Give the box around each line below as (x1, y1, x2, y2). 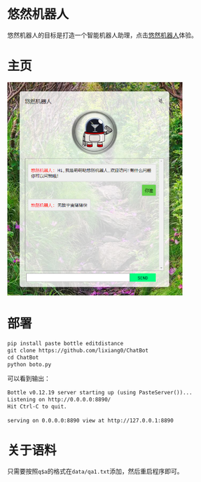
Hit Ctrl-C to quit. (7, 403, 68, 410)
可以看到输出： (7, 374, 50, 383)
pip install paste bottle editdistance (7, 340, 124, 347)
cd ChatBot (7, 354, 39, 361)
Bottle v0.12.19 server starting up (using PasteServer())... (7, 389, 193, 396)
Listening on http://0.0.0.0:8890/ (7, 396, 111, 403)
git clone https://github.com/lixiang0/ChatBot (7, 347, 149, 354)
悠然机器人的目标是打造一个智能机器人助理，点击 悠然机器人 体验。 (7, 31, 197, 39)
